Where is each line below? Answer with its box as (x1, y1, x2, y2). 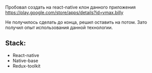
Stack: (5, 39, 26, 47)
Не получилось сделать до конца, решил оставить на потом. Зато (5, 19, 147, 25)
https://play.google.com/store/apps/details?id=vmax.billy (5, 9, 124, 15)
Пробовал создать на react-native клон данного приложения (5, 4, 136, 10)
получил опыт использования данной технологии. (5, 24, 113, 30)
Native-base (12, 57, 39, 63)
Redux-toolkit (12, 62, 41, 69)
